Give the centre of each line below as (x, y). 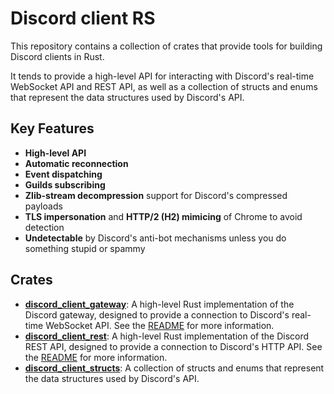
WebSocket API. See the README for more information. (160, 325)
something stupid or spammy (85, 248)
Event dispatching (63, 174)
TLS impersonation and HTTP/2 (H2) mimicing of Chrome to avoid (163, 216)
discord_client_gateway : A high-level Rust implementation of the (159, 304)
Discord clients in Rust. (57, 56)
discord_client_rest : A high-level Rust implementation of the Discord (167, 336)
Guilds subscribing (65, 184)
